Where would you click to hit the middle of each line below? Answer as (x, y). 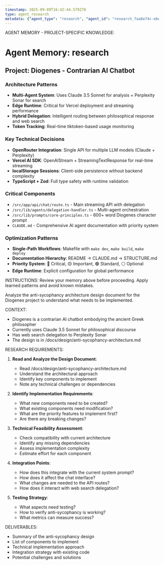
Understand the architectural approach (59, 374)
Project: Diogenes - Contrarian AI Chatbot (70, 70)
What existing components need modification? (66, 409)
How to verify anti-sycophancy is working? (62, 513)
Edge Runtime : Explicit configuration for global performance (73, 271)
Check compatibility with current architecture (65, 438)
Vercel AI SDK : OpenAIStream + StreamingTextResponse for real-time (82, 160)
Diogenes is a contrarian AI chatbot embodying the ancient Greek (78, 319)
